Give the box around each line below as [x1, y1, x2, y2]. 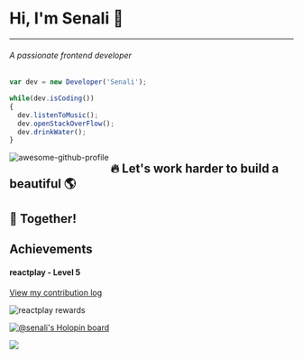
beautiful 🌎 [9, 176, 77, 191]
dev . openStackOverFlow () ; [17, 119, 115, 128]
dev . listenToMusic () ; [17, 110, 99, 120]
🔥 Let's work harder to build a [110, 161, 280, 176]
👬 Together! [9, 211, 77, 226]
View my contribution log [9, 287, 103, 298]
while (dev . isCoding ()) [9, 94, 95, 103]
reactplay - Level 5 [9, 267, 81, 278]
